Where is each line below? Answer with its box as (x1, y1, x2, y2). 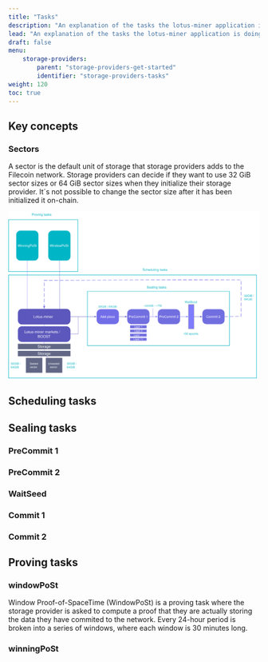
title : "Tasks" (8, 13, 59, 21)
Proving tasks (8, 556, 78, 569)
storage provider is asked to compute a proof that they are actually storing (8, 606, 253, 616)
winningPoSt (8, 644, 59, 655)
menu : (8, 46, 26, 55)
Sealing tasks (8, 421, 77, 435)
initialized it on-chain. (8, 196, 79, 205)
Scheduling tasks (8, 394, 97, 408)
